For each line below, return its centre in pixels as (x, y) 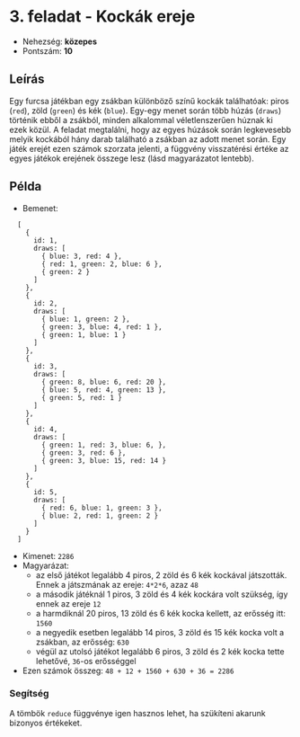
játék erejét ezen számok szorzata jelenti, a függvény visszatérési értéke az (149, 148)
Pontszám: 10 (48, 50)
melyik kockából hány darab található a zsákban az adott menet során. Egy (148, 139)
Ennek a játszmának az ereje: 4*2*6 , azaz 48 (117, 584)
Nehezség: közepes (59, 41)
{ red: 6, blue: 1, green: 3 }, (102, 508)
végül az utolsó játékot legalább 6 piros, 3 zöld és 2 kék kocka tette (160, 651)
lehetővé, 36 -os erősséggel (86, 661)
